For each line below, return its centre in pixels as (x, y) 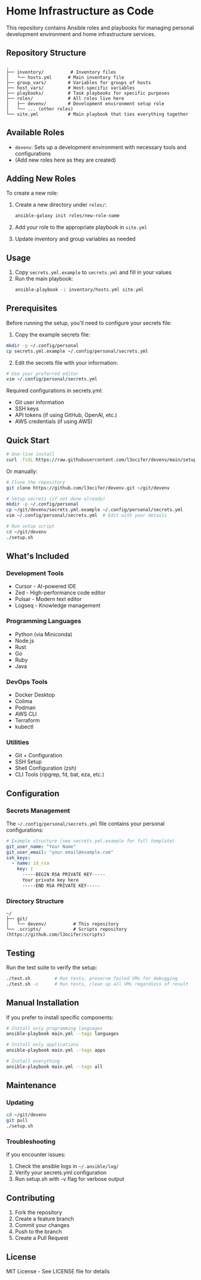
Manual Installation (43, 1003)
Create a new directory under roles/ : (60, 205)
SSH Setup (28, 762)
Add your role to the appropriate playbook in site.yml (81, 227)
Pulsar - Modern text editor (48, 599)
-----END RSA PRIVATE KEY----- (61, 885)
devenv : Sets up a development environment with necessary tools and (100, 147)
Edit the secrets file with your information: (66, 362)
